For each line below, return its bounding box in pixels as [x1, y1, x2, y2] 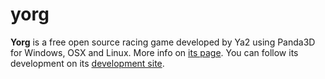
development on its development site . [10, 57, 165, 69]
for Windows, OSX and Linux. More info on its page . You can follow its [10, 46, 299, 58]
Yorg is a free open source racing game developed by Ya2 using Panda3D [10, 36, 316, 48]
